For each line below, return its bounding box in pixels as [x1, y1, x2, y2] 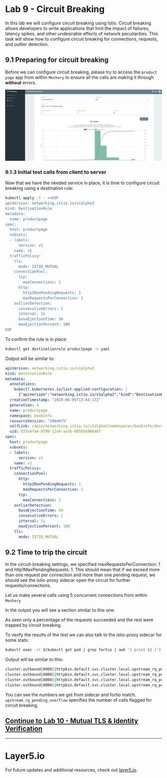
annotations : [9, 382, 37, 387]
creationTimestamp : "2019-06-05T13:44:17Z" [9, 397, 101, 402]
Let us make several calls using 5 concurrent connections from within [5, 592, 148, 598]
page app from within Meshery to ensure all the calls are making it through [5, 74, 154, 80]
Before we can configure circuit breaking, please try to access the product [5, 69, 158, 75]
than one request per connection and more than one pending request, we [5, 572, 156, 578]
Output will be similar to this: [5, 657, 64, 663]
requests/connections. [5, 583, 51, 589]
